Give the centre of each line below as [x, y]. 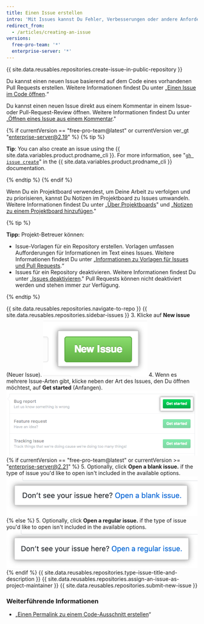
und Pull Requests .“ [40, 266]
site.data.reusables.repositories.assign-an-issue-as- [114, 579]
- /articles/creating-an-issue [51, 32]
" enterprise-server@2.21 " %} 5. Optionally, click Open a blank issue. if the [100, 467]
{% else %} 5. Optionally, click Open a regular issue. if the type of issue [97, 521]
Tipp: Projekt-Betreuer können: [46, 235]
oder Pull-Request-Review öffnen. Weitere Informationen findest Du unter [98, 112]
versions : [19, 39]
